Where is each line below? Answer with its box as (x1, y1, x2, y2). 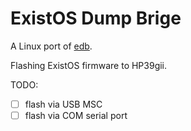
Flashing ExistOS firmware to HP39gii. (10, 59, 168, 71)
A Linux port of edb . (10, 40, 93, 52)
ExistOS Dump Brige (10, 7, 182, 30)
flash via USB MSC (24, 98, 103, 110)
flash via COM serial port (24, 110, 128, 121)
